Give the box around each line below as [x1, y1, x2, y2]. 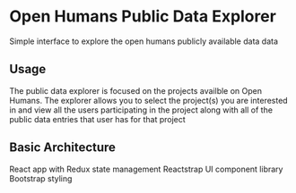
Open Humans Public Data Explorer [9, 6, 276, 27]
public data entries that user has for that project [9, 113, 186, 124]
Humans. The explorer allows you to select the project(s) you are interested [9, 95, 289, 105]
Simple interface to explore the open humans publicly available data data [9, 36, 279, 46]
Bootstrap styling [9, 172, 73, 184]
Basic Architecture [9, 140, 117, 155]
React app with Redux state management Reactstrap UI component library [9, 164, 283, 174]
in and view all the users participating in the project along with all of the [9, 105, 274, 115]
